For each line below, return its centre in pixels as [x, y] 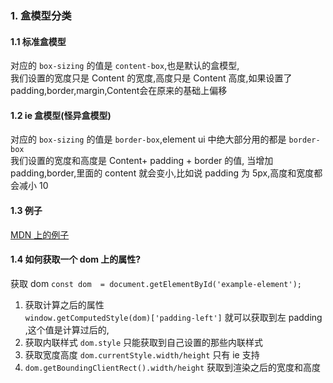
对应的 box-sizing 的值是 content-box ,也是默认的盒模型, [125, 66]
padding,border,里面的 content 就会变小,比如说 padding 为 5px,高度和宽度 [162, 173]
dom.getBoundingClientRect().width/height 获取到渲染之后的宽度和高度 [173, 367]
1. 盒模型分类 [41, 15]
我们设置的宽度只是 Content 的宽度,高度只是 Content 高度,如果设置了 [151, 78]
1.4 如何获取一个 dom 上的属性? [76, 259]
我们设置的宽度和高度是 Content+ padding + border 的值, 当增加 [142, 161]
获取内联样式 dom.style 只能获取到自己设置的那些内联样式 [144, 342]
